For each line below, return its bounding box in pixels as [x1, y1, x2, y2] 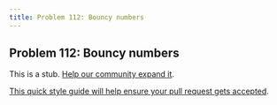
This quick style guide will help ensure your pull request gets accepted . [9, 86, 270, 97]
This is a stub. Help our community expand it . [9, 69, 175, 79]
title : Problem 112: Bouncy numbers [9, 12, 144, 22]
